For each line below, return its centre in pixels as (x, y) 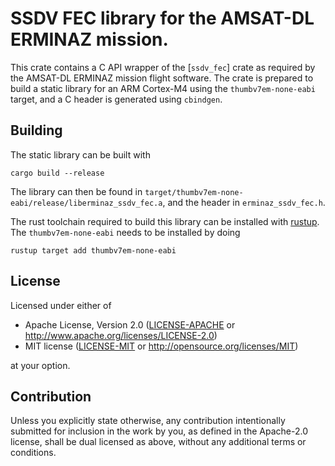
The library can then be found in (76, 191)
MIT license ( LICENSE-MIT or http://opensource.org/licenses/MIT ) (161, 346)
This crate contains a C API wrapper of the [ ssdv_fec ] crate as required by (163, 67)
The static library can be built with (80, 154)
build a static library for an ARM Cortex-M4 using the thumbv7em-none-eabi (163, 88)
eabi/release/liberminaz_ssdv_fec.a (86, 203)
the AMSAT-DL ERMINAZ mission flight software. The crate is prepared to (162, 78)
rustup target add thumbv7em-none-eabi (93, 250)
